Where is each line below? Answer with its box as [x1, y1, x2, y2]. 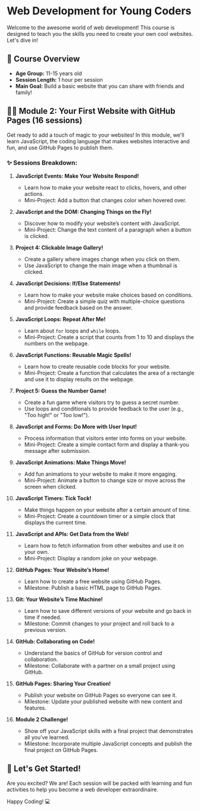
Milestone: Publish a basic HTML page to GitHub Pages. [24, 584, 162, 591]
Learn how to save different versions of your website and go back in [24, 607, 192, 614]
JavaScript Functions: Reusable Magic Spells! [15, 351, 132, 359]
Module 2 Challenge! [15, 716, 68, 723]
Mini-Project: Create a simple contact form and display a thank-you [24, 440, 189, 448]
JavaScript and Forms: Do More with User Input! [15, 423, 137, 430]
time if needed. [24, 613, 62, 621]
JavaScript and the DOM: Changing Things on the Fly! [15, 208, 152, 215]
